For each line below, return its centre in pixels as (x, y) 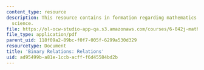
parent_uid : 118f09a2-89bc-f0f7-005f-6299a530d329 (72, 40)
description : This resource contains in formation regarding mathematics (102, 18)
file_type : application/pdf (42, 35)
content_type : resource (36, 12)
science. (23, 23)
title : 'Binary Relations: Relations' (55, 52)
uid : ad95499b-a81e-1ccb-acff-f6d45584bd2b (62, 57)
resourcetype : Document (36, 46)
